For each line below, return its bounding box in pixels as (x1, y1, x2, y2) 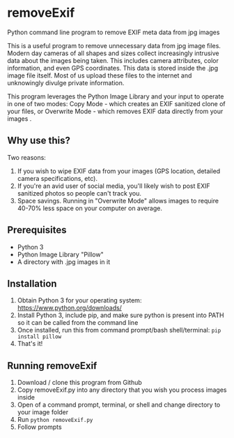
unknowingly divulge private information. (7, 78, 125, 87)
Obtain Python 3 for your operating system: (17, 296, 142, 305)
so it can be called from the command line (17, 319, 139, 327)
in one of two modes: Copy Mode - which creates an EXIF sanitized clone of (7, 99, 226, 108)
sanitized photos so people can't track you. (17, 189, 141, 197)
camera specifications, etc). (17, 174, 97, 182)
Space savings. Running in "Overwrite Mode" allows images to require (17, 196, 219, 205)
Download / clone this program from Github (17, 379, 143, 387)
